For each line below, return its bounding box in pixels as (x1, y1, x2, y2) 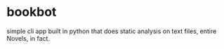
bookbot (6, 4, 57, 20)
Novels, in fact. (6, 34, 51, 42)
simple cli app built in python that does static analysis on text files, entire (6, 27, 217, 35)
